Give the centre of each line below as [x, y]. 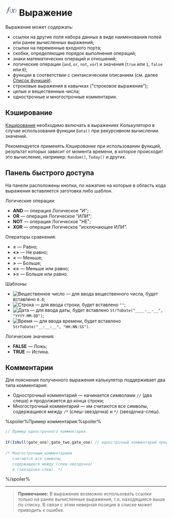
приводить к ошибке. [41, 510]
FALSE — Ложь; [30, 346]
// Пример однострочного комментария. [47, 431]
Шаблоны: [16, 284]
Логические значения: [30, 336]
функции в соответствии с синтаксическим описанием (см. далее [85, 75]
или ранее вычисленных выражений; [53, 42]
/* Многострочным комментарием [39, 453]
